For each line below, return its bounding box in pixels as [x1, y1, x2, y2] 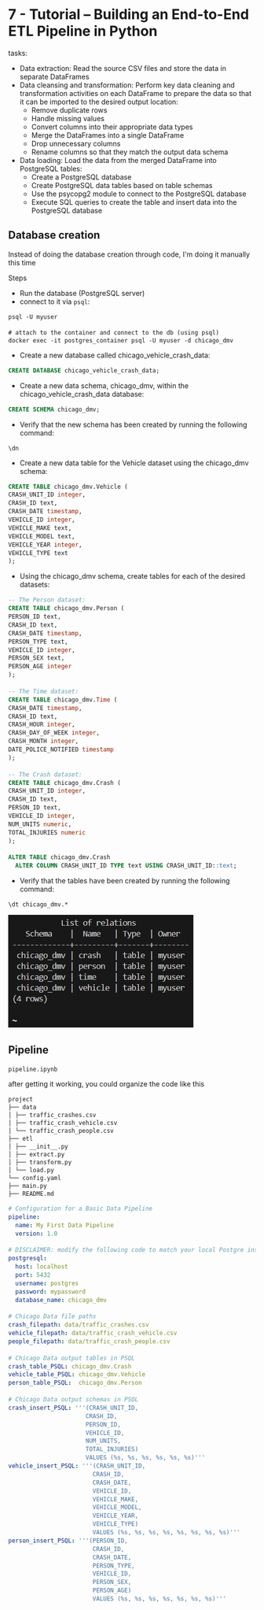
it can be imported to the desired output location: [19, 97, 178, 106]
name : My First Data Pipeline [15, 1221, 114, 1229]
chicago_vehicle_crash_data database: [19, 389, 145, 398]
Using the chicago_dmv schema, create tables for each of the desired [19, 572, 246, 581]
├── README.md [8, 1190, 55, 1197]
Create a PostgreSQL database [31, 172, 132, 182]
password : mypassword [15, 1287, 86, 1296]
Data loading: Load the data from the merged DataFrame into [19, 155, 218, 165]
